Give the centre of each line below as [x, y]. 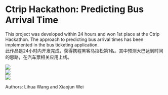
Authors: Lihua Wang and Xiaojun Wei [45, 86]
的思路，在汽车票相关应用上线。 [38, 57]
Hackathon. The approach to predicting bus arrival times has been [74, 39]
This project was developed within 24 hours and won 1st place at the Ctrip [82, 34]
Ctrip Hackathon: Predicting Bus [75, 9]
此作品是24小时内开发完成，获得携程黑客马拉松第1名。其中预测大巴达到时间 [84, 51]
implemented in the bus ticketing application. [52, 44]
